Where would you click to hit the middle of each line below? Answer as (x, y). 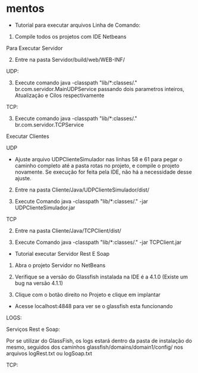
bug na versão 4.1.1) (39, 283)
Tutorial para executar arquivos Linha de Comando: (78, 25)
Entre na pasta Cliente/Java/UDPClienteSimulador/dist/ (82, 190)
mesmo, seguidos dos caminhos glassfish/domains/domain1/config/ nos (95, 347)
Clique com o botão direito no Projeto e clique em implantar (87, 294)
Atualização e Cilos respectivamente (59, 95)
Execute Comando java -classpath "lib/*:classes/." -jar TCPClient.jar (98, 242)
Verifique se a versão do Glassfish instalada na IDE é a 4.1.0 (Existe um (101, 277)
